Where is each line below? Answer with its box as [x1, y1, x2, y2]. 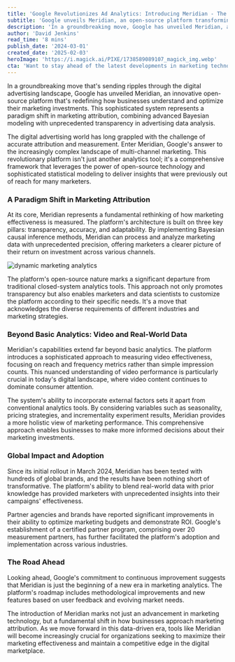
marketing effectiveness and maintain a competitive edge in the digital [7, 639, 210, 647]
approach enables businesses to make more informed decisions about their [7, 426, 225, 434]
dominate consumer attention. [7, 382, 94, 391]
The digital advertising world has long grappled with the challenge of [7, 132, 206, 141]
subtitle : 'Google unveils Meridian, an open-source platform [7, 17, 192, 24]
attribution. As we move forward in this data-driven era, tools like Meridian [7, 624, 222, 633]
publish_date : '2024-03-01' [7, 43, 90, 50]
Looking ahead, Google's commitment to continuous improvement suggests [7, 573, 226, 581]
